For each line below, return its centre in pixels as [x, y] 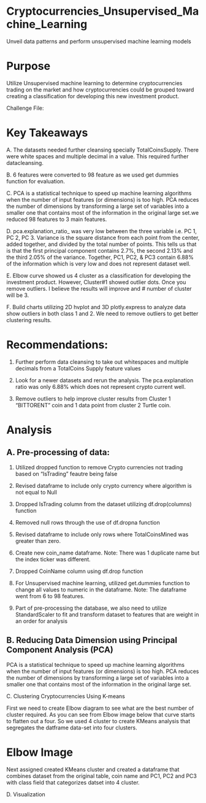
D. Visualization [26, 794]
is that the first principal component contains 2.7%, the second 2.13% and [100, 250]
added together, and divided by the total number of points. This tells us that [101, 244]
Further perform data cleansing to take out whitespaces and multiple [102, 362]
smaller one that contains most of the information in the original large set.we [103, 212]
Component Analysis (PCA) [60, 650]
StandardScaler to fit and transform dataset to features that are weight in [107, 614]
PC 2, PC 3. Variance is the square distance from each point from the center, [103, 237]
